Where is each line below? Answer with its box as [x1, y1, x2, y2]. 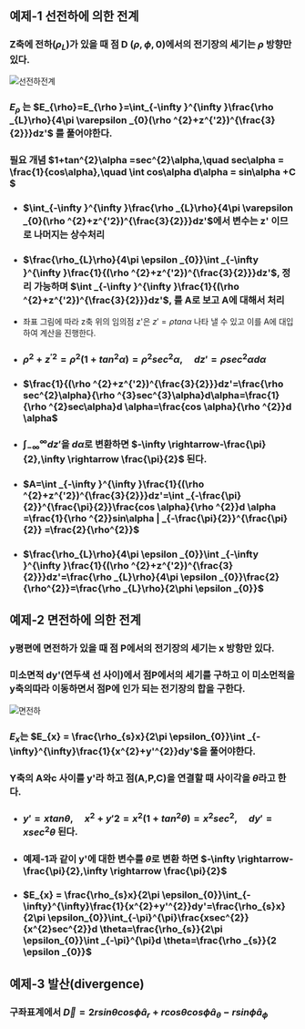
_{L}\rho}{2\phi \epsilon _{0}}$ [122, 582, 264, 595]
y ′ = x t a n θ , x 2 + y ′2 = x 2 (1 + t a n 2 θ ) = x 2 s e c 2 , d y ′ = [22, 810, 273, 825]
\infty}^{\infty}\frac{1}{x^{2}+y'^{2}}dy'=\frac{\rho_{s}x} [22, 900, 286, 913]
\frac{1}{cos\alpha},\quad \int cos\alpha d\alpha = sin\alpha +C [9, 166, 296, 179]
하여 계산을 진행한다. [22, 327, 97, 339]
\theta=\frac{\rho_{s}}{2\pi [99, 923, 223, 936]
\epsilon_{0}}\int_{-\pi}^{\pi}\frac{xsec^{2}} [46, 911, 249, 924]
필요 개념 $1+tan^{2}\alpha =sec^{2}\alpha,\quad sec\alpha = [9, 154, 285, 167]
